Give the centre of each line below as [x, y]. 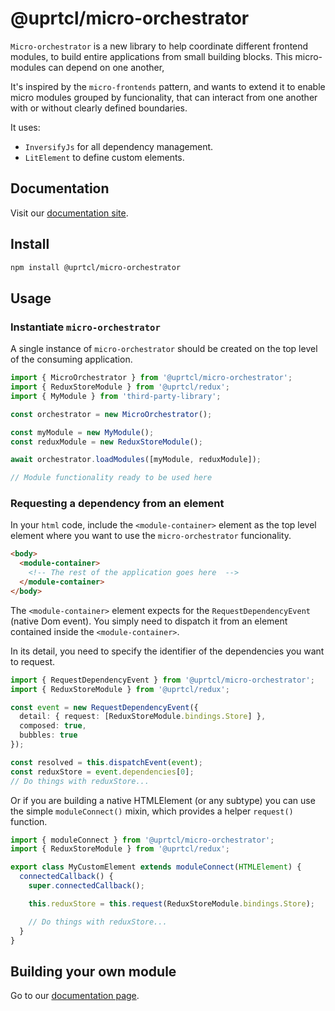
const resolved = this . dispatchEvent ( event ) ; [106, 762]
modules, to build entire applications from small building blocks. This [151, 56]
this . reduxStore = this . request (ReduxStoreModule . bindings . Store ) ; [171, 903]
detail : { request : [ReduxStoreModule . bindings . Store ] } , [143, 717]
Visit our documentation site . [69, 213]
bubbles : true [48, 735]
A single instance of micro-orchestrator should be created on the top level [164, 349]
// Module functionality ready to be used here [111, 478]
